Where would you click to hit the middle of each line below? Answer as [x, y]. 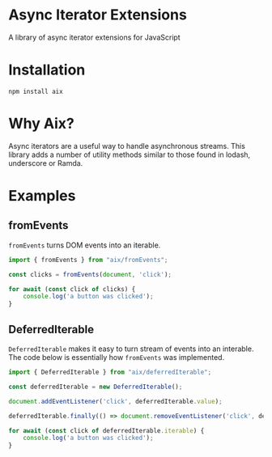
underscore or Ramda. [46, 163]
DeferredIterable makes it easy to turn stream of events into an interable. [131, 349]
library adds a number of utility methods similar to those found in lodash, [130, 154]
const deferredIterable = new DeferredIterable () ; [96, 387]
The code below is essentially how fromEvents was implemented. [117, 357]
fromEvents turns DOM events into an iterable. [85, 245]
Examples [42, 196]
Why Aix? [41, 124]
